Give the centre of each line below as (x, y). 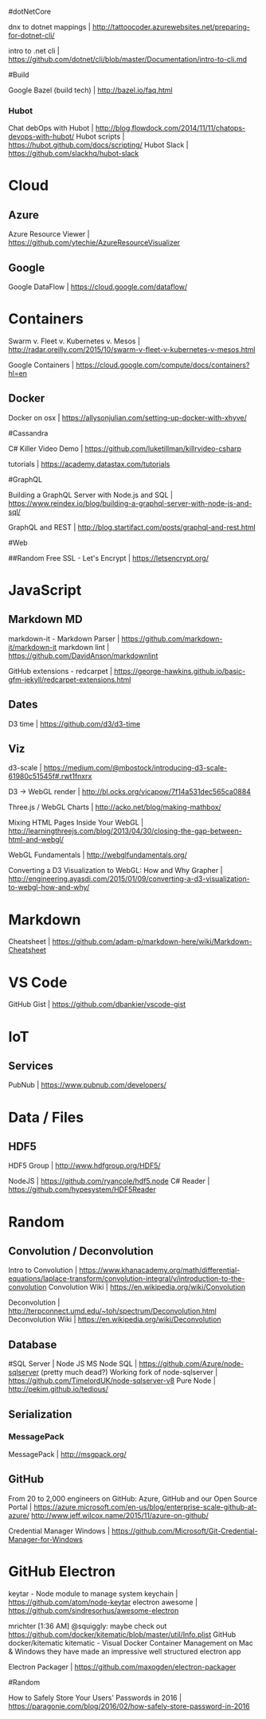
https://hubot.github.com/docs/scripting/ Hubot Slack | (98, 145)
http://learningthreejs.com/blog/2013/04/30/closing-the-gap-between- (125, 831)
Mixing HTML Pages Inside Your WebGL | (76, 823)
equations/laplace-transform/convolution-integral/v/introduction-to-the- (127, 1278)
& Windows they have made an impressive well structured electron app (125, 1651)
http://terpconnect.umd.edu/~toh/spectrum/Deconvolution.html (112, 1311)
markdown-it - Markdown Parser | (64, 638)
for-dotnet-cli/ (31, 35)
